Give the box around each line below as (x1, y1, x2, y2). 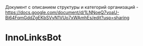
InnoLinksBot (5, 32, 62, 44)
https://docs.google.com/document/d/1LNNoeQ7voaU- (5, 9, 119, 15)
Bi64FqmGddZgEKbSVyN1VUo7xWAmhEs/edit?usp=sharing (5, 15, 129, 20)
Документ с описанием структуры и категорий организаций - (5, 4, 139, 10)
